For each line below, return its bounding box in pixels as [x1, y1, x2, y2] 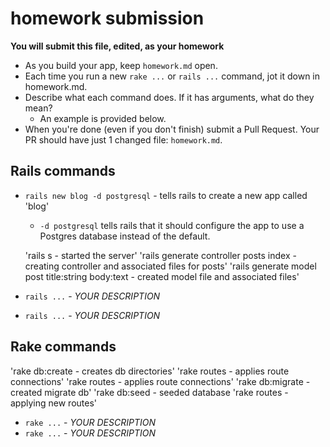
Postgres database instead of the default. [39, 230, 211, 242]
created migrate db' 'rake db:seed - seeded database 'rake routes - [10, 386, 289, 398]
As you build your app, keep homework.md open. [24, 59, 218, 71]
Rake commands [10, 338, 117, 356]
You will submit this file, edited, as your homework [10, 40, 225, 52]
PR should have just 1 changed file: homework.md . [24, 133, 223, 146]
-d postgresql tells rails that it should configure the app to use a [39, 219, 305, 231]
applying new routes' [10, 397, 97, 409]
